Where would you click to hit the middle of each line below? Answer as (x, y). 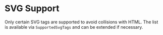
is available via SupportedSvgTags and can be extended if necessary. (74, 27)
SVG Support (32, 9)
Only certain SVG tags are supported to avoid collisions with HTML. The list (81, 22)
